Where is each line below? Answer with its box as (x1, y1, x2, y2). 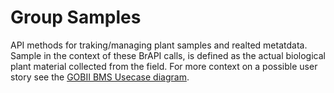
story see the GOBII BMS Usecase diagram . (10, 71, 190, 83)
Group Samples (10, 6, 142, 29)
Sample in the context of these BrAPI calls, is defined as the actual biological (10, 49, 326, 61)
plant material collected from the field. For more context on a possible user (10, 60, 318, 72)
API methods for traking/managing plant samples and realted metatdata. (10, 39, 308, 51)
